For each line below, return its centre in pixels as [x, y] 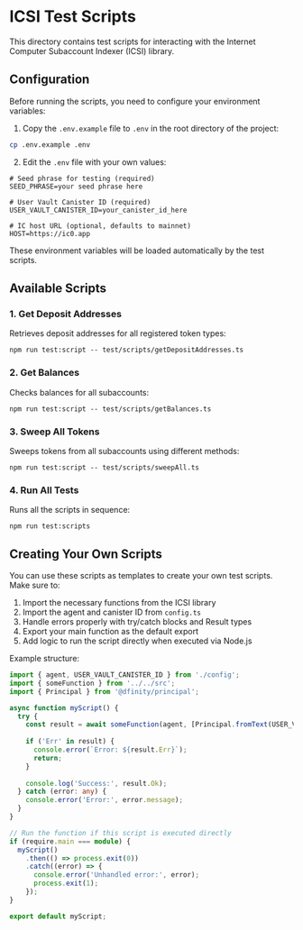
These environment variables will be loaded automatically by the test [137, 251]
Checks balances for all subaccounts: [79, 392]
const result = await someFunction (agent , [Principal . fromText [147, 725]
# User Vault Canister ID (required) [80, 202]
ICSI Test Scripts [73, 17]
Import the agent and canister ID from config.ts [111, 612]
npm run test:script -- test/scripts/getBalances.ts [110, 409]
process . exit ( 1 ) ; [66, 884]
